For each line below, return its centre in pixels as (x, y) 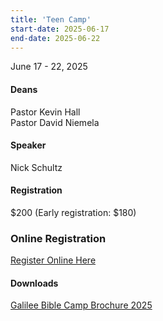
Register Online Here (53, 260)
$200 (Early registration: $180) (73, 212)
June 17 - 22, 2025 (49, 67)
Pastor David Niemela (55, 122)
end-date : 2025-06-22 (55, 38)
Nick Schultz (36, 167)
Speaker (28, 145)
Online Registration (58, 238)
